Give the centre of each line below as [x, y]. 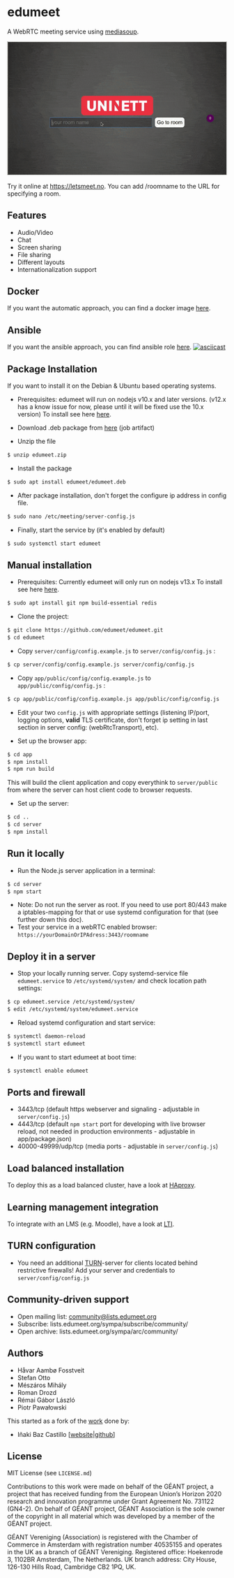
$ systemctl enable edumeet [48, 1071]
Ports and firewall [46, 1093]
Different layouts [41, 262]
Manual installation [50, 565]
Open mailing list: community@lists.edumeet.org [87, 1316]
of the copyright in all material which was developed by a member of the [111, 1517]
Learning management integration [83, 1207]
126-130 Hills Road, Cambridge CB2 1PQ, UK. [72, 1567]
